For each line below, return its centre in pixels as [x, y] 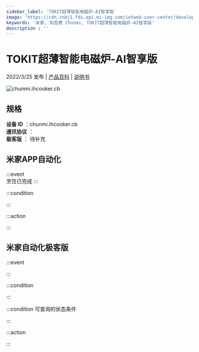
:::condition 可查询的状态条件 [41, 309]
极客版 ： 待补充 [26, 139]
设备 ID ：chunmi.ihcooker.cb [42, 124]
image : [14, 17]
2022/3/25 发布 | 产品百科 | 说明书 [48, 77]
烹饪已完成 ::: [22, 181]
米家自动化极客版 [37, 247]
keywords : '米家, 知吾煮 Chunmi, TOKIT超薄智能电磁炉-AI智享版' [81, 23]
